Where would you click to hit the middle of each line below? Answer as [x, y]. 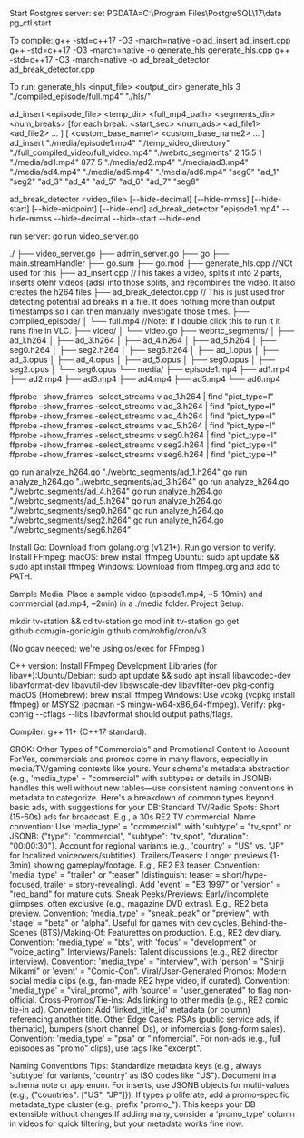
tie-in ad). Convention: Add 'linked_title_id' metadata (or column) [130, 1010]
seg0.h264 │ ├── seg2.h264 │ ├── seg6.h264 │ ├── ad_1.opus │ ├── [144, 350]
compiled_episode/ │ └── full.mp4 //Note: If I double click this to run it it [145, 321]
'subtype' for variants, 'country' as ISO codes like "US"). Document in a [143, 1075]
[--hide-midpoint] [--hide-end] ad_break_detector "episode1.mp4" [156, 209]
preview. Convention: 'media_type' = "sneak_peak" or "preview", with [139, 913]
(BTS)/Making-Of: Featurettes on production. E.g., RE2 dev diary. [161, 932]
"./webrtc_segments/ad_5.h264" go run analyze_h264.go [116, 501]
